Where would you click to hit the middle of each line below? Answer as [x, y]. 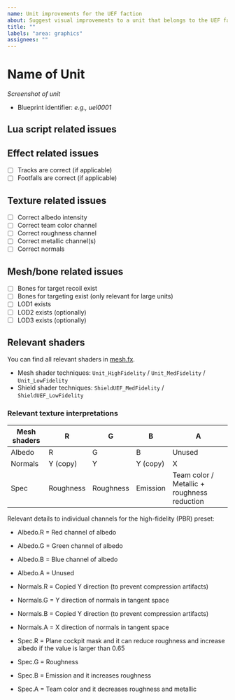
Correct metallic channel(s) [57, 241]
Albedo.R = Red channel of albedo [67, 532]
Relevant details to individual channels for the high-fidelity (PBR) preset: [111, 519]
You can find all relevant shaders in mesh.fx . [71, 359]
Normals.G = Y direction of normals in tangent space [93, 600]
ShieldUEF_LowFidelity [50, 396]
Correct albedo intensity [52, 217]
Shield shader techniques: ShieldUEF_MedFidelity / [91, 388]
